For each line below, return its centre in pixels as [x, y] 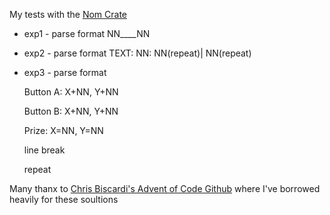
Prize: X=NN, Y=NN [63, 130]
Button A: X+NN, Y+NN [71, 92]
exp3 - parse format [65, 72]
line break [44, 150]
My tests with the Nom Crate [68, 14]
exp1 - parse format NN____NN [87, 33]
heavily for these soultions [64, 199]
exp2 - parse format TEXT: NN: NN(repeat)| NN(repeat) [137, 53]
